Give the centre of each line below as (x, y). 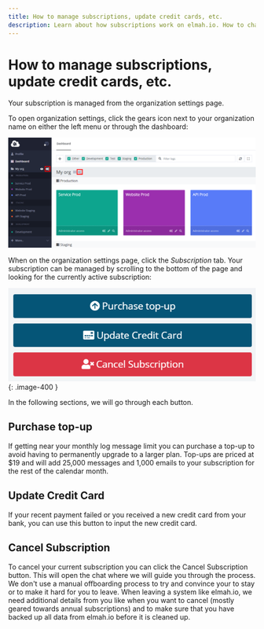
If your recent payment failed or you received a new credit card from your (127, 514)
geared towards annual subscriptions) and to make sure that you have (121, 609)
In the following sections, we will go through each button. (101, 403)
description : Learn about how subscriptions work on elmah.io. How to (126, 25)
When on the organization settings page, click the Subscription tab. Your (126, 260)
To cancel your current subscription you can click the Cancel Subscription (128, 567)
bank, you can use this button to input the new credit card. (103, 523)
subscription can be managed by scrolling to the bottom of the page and (125, 269)
